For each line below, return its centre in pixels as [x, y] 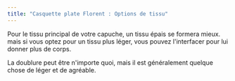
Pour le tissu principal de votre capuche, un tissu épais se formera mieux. [114, 34]
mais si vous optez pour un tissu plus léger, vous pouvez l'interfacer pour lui [118, 41]
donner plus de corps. [39, 49]
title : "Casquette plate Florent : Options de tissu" [88, 14]
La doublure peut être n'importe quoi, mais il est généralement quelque [110, 62]
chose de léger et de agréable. [52, 70]
